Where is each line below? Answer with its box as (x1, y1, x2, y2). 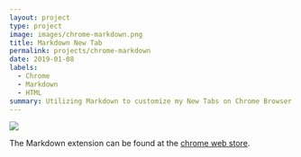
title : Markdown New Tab (9, 38, 103, 48)
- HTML (17, 88, 42, 97)
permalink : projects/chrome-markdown (9, 47, 151, 56)
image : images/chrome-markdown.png (9, 30, 143, 39)
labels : (9, 64, 39, 73)
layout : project (9, 13, 70, 22)
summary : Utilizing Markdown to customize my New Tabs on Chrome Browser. (9, 96, 296, 106)
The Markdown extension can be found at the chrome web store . (9, 138, 251, 149)
